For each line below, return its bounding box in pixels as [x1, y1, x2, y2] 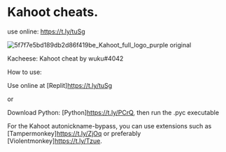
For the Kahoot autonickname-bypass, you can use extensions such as [7, 121, 212, 130]
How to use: [7, 68, 42, 76]
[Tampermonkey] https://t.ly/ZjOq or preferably [7, 129, 141, 137]
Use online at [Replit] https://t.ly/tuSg [7, 81, 113, 89]
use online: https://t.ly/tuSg [7, 27, 85, 36]
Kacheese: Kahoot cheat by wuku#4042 [7, 54, 124, 63]
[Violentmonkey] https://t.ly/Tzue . [7, 137, 103, 145]
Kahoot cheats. [7, 4, 99, 20]
